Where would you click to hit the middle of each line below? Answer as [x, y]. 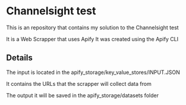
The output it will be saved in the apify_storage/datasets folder [83, 95]
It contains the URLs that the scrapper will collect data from [79, 84]
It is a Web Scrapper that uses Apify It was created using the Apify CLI [92, 39]
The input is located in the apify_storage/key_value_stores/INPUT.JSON [93, 72]
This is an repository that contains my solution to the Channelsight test [93, 27]
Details [19, 58]
